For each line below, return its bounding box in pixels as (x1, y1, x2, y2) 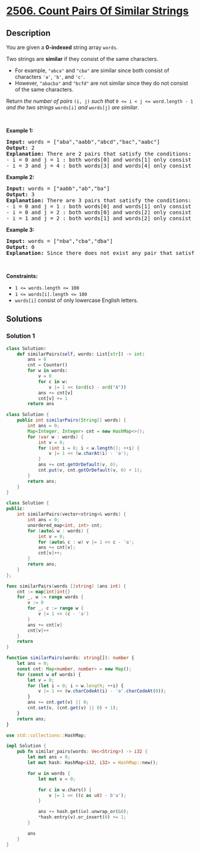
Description (6, 28, 51, 38)
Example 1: (6, 127, 34, 134)
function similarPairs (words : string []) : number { (6, 655, 135, 661)
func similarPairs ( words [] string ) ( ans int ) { (6, 583, 127, 589)
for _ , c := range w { (27, 605, 84, 611)
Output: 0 (6, 244, 35, 250)
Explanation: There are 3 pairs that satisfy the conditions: (6, 197, 192, 204)
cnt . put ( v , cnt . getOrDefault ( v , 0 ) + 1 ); (37, 467, 143, 473)
